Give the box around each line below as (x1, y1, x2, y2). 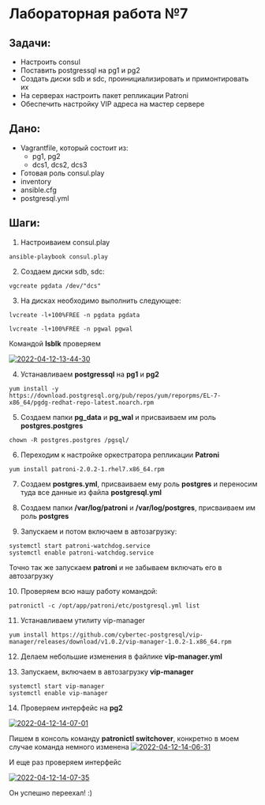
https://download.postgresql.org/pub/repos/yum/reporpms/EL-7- (9, 391, 222, 399)
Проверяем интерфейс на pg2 (20, 703, 123, 712)
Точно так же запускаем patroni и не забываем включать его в (9, 562, 222, 572)
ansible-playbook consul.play (9, 252, 109, 261)
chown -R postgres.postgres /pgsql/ (9, 436, 129, 444)
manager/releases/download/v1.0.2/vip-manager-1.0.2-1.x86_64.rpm (9, 637, 232, 645)
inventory (20, 176, 52, 186)
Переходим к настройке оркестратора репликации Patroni (20, 450, 220, 459)
